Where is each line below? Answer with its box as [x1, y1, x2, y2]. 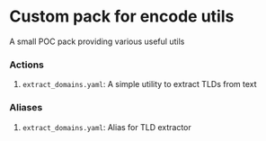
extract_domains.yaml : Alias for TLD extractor [22, 121, 191, 132]
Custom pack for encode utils [9, 6, 235, 27]
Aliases [9, 101, 43, 114]
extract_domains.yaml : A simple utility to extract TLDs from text [22, 79, 258, 90]
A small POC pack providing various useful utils [9, 36, 185, 47]
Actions [9, 58, 45, 71]
